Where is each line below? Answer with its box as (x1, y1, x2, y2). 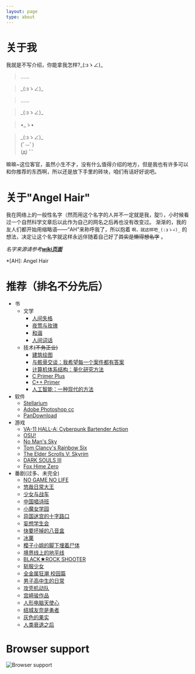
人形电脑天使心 (23, 599, 60, 606)
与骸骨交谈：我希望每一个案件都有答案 (32, 359, 124, 366)
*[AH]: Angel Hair (6, 257, 49, 264)
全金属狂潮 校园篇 (23, 570, 66, 577)
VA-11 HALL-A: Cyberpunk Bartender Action (23, 425, 128, 433)
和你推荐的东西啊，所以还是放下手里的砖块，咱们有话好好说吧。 (6, 168, 159, 176)
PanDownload (23, 412, 57, 419)
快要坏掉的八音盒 (23, 527, 65, 534)
